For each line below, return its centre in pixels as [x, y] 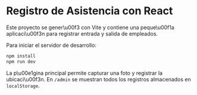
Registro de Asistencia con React [90, 11]
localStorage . [23, 85]
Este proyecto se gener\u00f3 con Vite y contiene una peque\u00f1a [90, 27]
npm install [21, 56]
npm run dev [21, 61]
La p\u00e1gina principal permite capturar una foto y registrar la [84, 73]
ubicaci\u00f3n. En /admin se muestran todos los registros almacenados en [99, 79]
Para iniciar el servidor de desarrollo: [51, 45]
